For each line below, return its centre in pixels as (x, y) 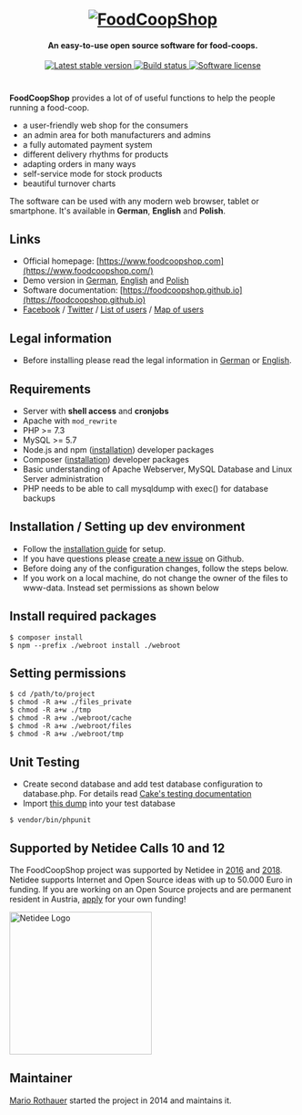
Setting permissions (68, 674)
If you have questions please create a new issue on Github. (133, 558)
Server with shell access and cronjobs (96, 412)
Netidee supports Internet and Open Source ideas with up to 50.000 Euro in (151, 880)
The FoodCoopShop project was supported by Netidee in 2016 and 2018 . (146, 870)
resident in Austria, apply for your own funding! (98, 900)
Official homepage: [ (61, 261)
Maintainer (41, 1078)
